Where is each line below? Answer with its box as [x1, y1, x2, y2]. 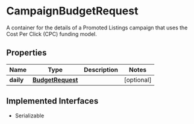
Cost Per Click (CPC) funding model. [6, 30, 98, 37]
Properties [6, 48, 47, 58]
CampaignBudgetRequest [6, 4, 139, 18]
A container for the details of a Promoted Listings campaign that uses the [6, 24, 188, 31]
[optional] [124, 75, 152, 84]
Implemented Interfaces [6, 96, 99, 106]
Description [84, 65, 119, 74]
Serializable [14, 112, 45, 119]
